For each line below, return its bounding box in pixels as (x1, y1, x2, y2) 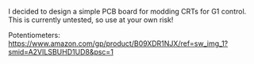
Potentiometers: (8, 31, 61, 40)
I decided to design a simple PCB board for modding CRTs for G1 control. (8, 7, 247, 16)
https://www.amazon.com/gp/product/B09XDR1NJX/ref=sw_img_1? (8, 39, 229, 48)
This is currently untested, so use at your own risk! (8, 15, 174, 24)
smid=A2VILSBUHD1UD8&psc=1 (8, 47, 114, 56)
